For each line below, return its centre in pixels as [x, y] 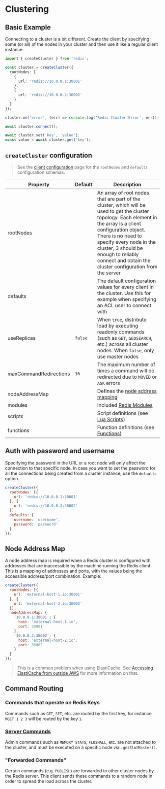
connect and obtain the [124, 261]
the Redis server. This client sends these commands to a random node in [79, 776]
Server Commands [28, 731]
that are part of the [119, 199]
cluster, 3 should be [120, 248]
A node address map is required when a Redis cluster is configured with [78, 560]
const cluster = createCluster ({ [39, 67]
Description [127, 184]
